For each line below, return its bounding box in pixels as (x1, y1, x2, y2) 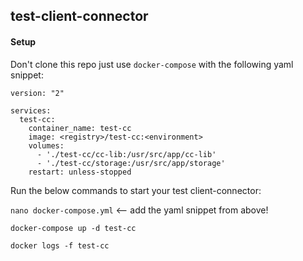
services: (10, 105, 52, 116)
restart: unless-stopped (28, 167, 132, 177)
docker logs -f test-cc (10, 240, 110, 251)
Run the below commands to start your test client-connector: (10, 184, 262, 196)
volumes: (28, 140, 65, 151)
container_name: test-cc (28, 123, 132, 133)
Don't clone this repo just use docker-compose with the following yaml (10, 58, 294, 70)
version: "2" (10, 88, 65, 98)
